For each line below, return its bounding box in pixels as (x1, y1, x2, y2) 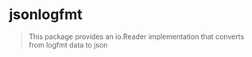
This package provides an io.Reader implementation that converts (28, 32, 245, 41)
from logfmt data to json (28, 40, 108, 49)
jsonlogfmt (9, 6, 83, 24)
